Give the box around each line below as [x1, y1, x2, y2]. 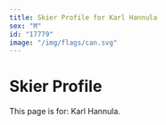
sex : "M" [9, 21, 42, 30]
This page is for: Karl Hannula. [9, 106, 120, 117]
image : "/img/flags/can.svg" [9, 37, 118, 47]
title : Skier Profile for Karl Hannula [9, 12, 158, 22]
